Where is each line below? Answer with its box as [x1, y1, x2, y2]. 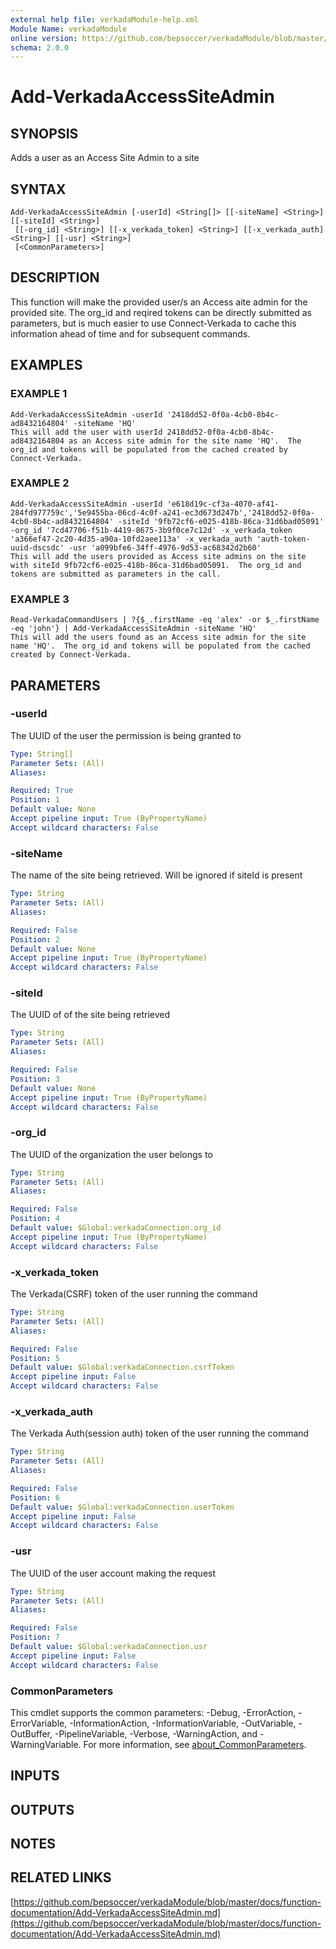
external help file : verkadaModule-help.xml [10, 14, 199, 25]
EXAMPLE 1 [10, 387, 68, 401]
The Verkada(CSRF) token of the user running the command [10, 1288, 258, 1300]
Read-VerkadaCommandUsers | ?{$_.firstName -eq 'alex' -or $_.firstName [10, 615, 320, 625]
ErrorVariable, [10, 1717, 68, 1729]
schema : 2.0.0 [10, 42, 70, 53]
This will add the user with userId [10, 427, 163, 437]
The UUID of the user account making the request [10, 1567, 217, 1579]
